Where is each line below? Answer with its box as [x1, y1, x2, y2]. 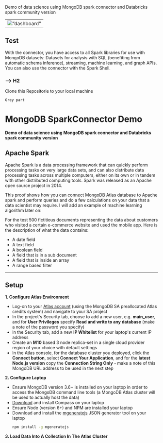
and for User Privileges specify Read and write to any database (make [12, 319, 155, 324]
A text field [12, 241, 34, 247]
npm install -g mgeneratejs [12, 425, 69, 429]
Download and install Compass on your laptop [12, 399, 104, 405]
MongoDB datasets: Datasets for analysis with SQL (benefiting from [5, 54, 141, 60]
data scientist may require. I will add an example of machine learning [5, 202, 142, 208]
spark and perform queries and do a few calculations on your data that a [5, 197, 150, 203]
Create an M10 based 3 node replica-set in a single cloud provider [12, 340, 145, 345]
